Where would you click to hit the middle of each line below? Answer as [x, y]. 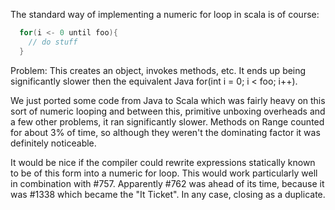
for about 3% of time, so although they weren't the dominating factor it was [165, 132]
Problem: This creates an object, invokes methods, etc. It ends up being [158, 70]
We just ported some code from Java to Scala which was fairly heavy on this [168, 100]
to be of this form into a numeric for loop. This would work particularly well [164, 173]
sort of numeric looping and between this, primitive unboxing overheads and [168, 111]
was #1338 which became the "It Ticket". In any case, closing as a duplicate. [168, 194]
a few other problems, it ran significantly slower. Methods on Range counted [167, 121]
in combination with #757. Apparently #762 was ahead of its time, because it [167, 183]
